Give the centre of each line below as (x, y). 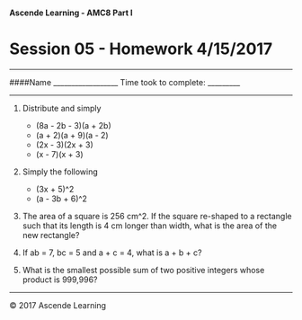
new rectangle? (51, 235)
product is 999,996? (60, 280)
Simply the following (60, 172)
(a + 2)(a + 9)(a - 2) (72, 135)
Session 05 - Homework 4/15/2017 (141, 49)
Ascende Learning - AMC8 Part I (71, 13)
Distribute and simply (62, 108)
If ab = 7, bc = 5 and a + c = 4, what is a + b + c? (112, 253)
